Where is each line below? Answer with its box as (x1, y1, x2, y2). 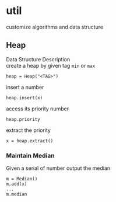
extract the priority (6, 127, 51, 134)
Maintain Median (6, 151, 55, 159)
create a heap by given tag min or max (6, 62, 96, 69)
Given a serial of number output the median (6, 165, 111, 172)
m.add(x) (6, 181, 27, 187)
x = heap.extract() (6, 138, 54, 144)
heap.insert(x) (6, 95, 43, 100)
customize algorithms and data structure (6, 23, 104, 30)
